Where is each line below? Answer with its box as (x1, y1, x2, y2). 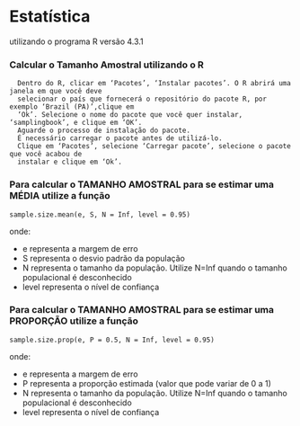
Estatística (9, 6, 91, 27)
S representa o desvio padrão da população (22, 253, 186, 263)
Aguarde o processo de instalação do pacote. (17, 126, 191, 136)
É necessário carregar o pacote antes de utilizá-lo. (17, 134, 223, 143)
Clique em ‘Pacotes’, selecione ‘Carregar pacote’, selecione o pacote (17, 142, 292, 151)
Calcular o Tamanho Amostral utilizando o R (9, 58, 205, 71)
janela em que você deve (9, 87, 102, 96)
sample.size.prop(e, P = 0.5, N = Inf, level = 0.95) (9, 335, 216, 344)
